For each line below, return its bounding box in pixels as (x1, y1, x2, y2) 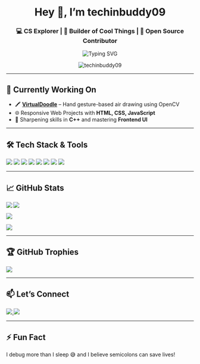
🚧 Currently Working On (6, 85, 96, 95)
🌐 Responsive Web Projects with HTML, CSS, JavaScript (14, 110, 156, 117)
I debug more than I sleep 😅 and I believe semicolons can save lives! (6, 351, 176, 358)
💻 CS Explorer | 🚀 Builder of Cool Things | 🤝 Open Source (15, 27, 185, 35)
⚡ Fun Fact (6, 332, 46, 342)
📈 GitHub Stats (6, 183, 64, 193)
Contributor (82, 37, 118, 45)
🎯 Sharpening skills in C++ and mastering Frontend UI (14, 116, 148, 123)
